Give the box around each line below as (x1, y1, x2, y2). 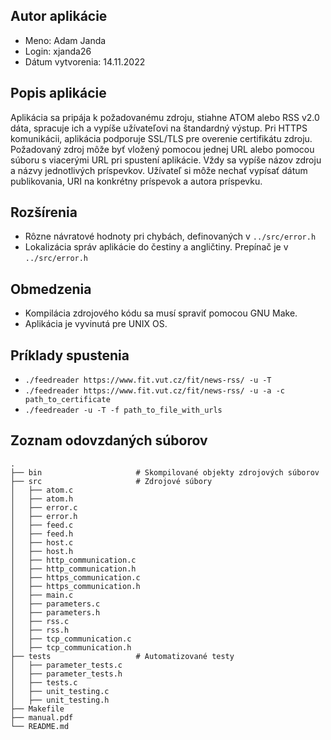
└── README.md (10, 721, 70, 731)
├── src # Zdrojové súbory (10, 476, 213, 486)
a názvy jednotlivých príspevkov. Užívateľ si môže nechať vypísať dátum (10, 164, 308, 176)
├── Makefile (10, 704, 65, 714)
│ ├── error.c (10, 502, 78, 513)
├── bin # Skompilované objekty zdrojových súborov (10, 467, 320, 478)
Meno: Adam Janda (24, 34, 107, 46)
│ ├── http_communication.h (10, 564, 137, 574)
